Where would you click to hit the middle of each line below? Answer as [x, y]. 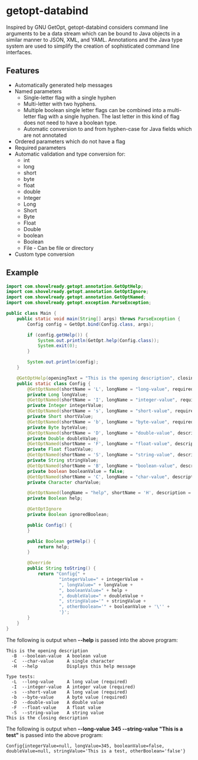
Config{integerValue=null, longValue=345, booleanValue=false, [85, 746]
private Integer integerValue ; [66, 406]
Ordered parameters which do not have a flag [70, 141]
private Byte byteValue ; [58, 427]
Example [22, 273]
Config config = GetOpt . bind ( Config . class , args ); [91, 324]
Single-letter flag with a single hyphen [70, 97]
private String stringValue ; [63, 460]
